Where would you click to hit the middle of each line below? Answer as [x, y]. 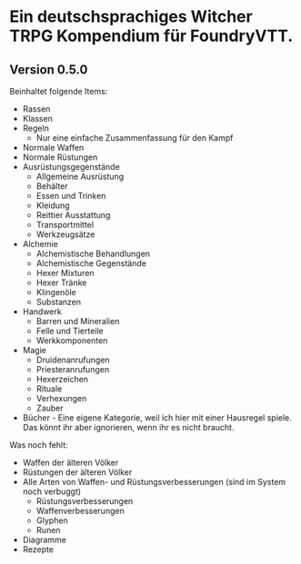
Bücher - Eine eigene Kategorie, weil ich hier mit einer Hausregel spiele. [157, 418]
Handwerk [42, 312]
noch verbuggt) [52, 491]
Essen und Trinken [71, 196]
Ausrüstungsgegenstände [71, 167]
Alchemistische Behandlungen [93, 253]
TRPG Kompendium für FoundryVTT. [151, 36]
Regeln [36, 128]
